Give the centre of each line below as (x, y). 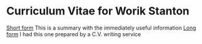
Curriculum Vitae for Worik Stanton (98, 11)
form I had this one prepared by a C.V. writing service (74, 34)
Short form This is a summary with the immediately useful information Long (101, 28)
